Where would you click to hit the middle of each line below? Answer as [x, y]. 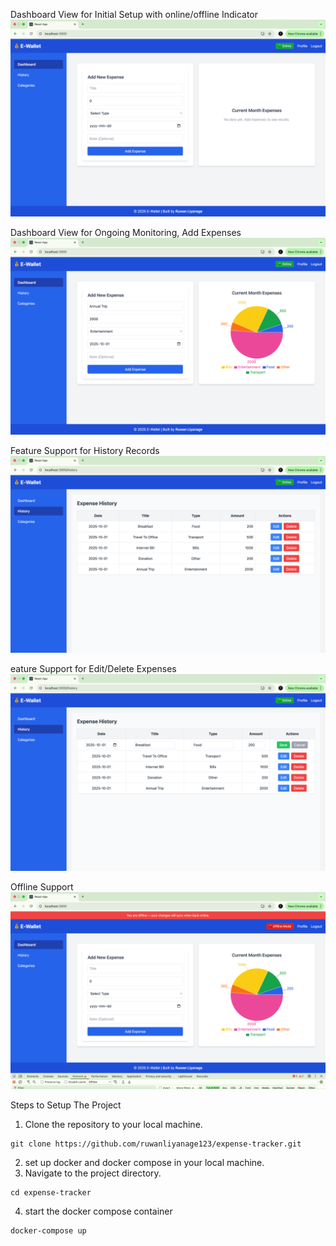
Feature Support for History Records [85, 450]
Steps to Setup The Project [66, 1105]
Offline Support [42, 887]
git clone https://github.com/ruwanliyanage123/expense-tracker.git [156, 1144]
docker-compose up [48, 1231]
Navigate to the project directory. [93, 1173]
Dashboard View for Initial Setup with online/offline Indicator [134, 14]
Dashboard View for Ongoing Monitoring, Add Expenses [126, 232]
